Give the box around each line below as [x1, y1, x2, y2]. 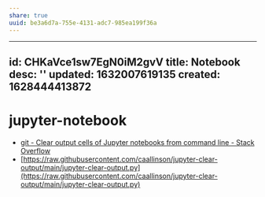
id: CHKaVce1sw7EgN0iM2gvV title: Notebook [9, 55, 241, 69]
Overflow [20, 146, 50, 155]
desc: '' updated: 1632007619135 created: [9, 68, 221, 81]
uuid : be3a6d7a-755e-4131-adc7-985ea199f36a [9, 19, 157, 27]
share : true [9, 11, 48, 20]
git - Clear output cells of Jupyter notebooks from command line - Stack [20, 137, 255, 147]
